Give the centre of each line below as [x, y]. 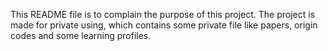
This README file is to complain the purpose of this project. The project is [163, 14]
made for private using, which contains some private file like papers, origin [164, 25]
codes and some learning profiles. [81, 35]
